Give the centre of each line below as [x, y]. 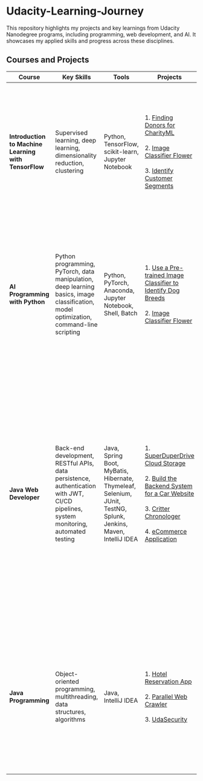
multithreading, [77, 697]
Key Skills [77, 77]
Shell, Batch [121, 313]
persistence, [73, 478]
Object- [67, 674]
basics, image [75, 294]
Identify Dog [162, 290]
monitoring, [71, 524]
